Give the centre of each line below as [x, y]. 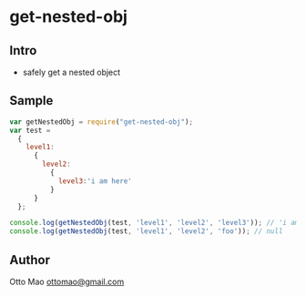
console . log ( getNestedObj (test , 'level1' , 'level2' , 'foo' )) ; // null [146, 231]
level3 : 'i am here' [95, 181]
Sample [31, 101]
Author [30, 260]
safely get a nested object [71, 72]
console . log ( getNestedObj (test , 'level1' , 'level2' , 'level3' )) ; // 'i [148, 223]
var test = [30, 130]
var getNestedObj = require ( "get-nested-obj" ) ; [102, 122]
